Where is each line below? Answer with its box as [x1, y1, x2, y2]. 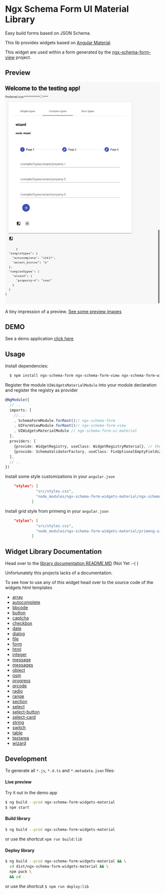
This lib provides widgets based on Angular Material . [5, 39, 112, 45]
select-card [12, 714, 36, 720]
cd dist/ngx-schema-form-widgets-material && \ [9, 864, 109, 869]
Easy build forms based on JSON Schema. [5, 30, 91, 36]
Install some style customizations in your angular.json [5, 474, 115, 479]
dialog [12, 631, 25, 637]
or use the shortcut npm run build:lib [5, 836, 82, 842]
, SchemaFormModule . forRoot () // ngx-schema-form [14, 418, 115, 423]
